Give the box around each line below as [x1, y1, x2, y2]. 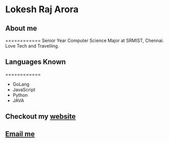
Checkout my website [5, 112, 76, 121]
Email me [5, 129, 35, 138]
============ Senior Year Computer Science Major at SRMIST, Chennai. [5, 37, 164, 43]
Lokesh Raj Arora [5, 4, 79, 15]
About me [5, 24, 37, 33]
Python [12, 92, 28, 98]
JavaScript [12, 86, 36, 92]
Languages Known [5, 58, 66, 66]
